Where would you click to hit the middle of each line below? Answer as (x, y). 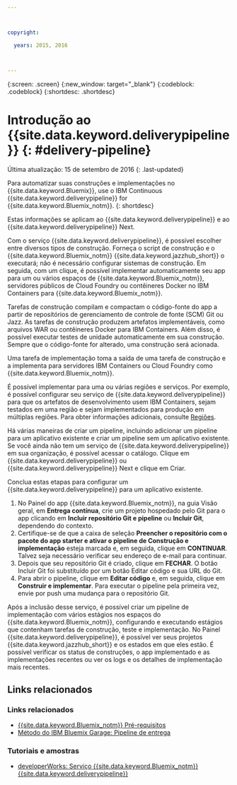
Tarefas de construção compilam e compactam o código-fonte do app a (112, 307)
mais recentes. (29, 667)
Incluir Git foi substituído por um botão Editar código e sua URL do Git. (120, 571)
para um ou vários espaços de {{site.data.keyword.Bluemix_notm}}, (106, 278)
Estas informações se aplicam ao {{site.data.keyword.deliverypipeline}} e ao (118, 219)
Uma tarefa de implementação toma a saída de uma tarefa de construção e (117, 359)
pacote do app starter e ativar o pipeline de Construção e (103, 541)
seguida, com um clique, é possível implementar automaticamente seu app (116, 271)
